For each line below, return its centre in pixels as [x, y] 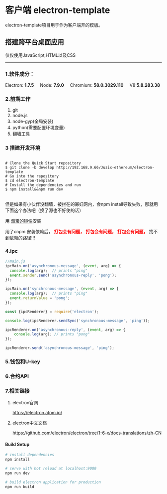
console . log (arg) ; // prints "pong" [52, 334]
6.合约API [17, 376]
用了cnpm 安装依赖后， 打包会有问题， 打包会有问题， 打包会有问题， [77, 231]
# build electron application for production [53, 482]
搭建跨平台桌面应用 [35, 42]
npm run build [20, 487]
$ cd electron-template [30, 180]
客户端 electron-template [58, 10]
